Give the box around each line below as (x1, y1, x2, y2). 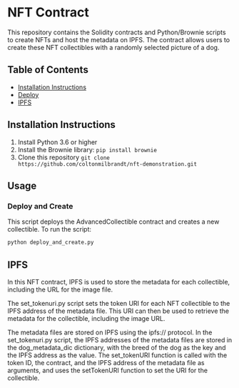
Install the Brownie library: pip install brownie (17, 145, 157, 154)
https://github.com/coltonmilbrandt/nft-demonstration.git (17, 160, 198, 168)
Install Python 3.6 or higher (17, 137, 98, 146)
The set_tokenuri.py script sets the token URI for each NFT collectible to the (7, 299, 230, 307)
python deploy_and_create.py (7, 239, 94, 247)
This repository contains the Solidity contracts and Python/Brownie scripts (7, 28, 226, 36)
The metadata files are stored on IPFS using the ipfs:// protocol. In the (7, 328, 213, 337)
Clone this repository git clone (17, 153, 111, 161)
